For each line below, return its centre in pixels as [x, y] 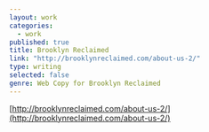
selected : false [39, 75]
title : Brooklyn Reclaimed [59, 50]
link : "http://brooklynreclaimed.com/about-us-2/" [105, 58]
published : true [39, 42]
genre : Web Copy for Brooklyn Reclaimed [85, 83]
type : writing [36, 67]
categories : [31, 26]
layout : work [33, 17]
